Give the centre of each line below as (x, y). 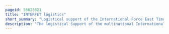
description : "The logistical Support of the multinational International (85, 24)
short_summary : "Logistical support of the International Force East (80, 19)
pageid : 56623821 (23, 10)
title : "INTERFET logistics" (36, 14)
